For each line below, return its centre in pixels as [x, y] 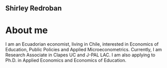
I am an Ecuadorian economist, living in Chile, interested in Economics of [82, 44]
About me [27, 30]
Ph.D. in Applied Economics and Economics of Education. [66, 60]
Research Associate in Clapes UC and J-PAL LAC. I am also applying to [80, 55]
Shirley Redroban [34, 8]
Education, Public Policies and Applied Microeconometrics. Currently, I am [84, 50]
